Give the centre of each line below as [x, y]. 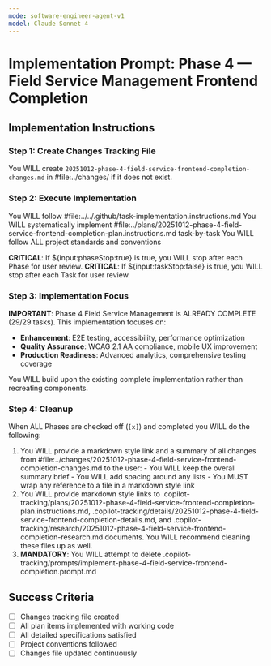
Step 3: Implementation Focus [69, 295]
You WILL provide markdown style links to [90, 494]
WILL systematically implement [60, 225]
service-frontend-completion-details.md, [89, 520]
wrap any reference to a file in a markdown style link [108, 486]
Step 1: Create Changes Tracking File [82, 151]
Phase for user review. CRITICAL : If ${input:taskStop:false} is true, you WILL [135, 266]
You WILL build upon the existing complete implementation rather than [126, 379]
